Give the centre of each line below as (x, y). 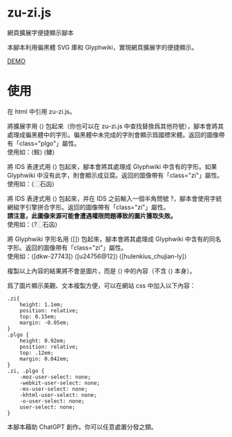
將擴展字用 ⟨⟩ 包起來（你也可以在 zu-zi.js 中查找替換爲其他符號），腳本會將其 (116, 126)
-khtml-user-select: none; (58, 395)
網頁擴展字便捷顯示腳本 (40, 32)
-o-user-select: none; (52, 401)
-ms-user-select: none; (54, 389)
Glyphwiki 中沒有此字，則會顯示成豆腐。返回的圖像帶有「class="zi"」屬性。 (115, 175)
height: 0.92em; (43, 341)
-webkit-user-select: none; (60, 383)
